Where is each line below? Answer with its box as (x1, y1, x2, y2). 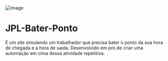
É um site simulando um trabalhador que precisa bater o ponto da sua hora (5, 39, 163, 45)
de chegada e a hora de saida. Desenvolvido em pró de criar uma (5, 45, 143, 51)
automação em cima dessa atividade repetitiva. (5, 50, 105, 56)
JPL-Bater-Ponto (5, 23, 78, 34)
